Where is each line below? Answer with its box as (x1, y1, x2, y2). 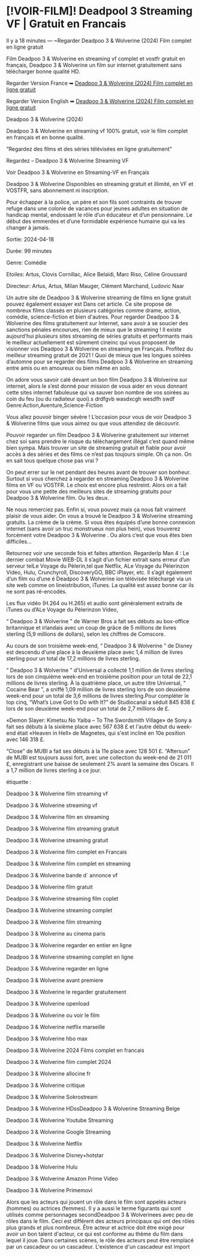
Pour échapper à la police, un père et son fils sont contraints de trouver (6, 198, 183, 205)
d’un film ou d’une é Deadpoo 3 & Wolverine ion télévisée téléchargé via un (6, 575, 192, 582)
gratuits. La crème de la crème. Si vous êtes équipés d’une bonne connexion (6, 518, 196, 526)
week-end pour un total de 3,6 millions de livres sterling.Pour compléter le (6, 692, 189, 699)
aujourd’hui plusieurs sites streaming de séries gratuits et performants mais (6, 332, 193, 340)
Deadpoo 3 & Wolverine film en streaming (6, 813, 109, 820)
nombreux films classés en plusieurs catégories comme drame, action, (6, 306, 181, 314)
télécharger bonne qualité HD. (6, 67, 80, 75)
